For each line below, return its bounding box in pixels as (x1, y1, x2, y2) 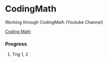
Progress (5, 40, 27, 47)
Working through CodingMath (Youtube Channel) (5, 19, 104, 25)
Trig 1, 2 (12, 51, 28, 57)
